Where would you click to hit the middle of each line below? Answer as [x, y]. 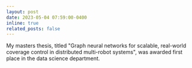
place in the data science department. [53, 58]
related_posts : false [33, 29]
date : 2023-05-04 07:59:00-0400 [46, 17]
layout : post [22, 12]
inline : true [22, 23]
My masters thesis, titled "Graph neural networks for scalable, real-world [96, 46]
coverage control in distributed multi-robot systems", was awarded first [94, 52]
